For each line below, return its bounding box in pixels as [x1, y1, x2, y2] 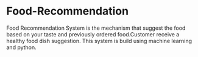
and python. [6, 44, 37, 51]
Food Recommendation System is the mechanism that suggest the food [6, 24, 186, 32]
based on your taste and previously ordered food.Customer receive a [6, 30, 180, 38]
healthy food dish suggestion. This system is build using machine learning [6, 37, 193, 44]
